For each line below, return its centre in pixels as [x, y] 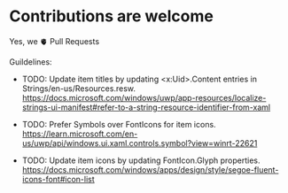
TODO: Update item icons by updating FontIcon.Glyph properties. [141, 160]
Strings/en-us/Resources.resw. [78, 88]
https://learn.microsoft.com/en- [80, 134]
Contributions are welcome [112, 16]
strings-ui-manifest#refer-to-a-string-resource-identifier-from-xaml [146, 107]
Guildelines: [31, 62]
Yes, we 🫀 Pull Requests [54, 41]
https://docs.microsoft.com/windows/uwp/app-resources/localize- [144, 97]
